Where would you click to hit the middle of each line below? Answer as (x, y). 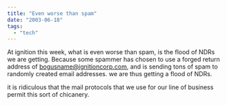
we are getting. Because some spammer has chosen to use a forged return (114, 60)
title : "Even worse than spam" (52, 13)
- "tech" (26, 33)
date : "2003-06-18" (35, 20)
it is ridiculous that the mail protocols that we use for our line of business (110, 87)
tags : (15, 26)
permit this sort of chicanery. (48, 95)
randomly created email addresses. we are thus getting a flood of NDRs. (110, 74)
